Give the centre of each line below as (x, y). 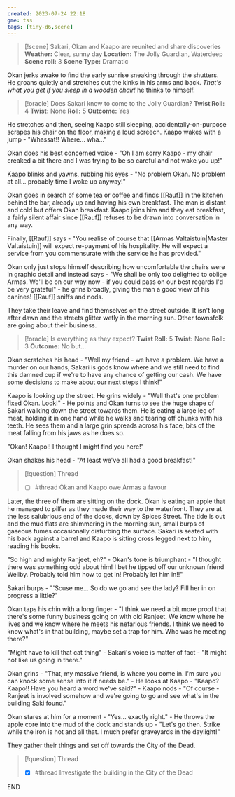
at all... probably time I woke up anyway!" (66, 182)
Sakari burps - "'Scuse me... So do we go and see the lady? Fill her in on (112, 588)
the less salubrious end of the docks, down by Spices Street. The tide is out (116, 517)
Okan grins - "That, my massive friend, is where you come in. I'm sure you (114, 674)
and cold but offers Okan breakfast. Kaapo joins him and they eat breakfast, (116, 210)
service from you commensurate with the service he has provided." (104, 254)
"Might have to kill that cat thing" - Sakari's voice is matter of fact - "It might (117, 653)
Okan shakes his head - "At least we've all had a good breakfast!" (101, 461)
